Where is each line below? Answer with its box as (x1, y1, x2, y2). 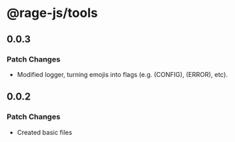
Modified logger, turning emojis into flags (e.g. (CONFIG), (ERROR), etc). (16, 70, 228, 78)
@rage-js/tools (6, 5, 98, 21)
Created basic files (16, 128, 72, 136)
